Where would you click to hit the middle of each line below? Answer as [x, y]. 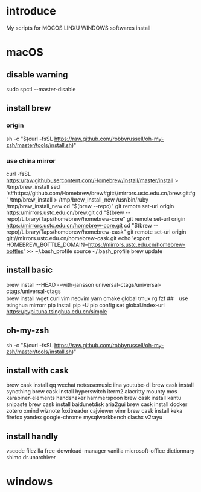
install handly [32, 436]
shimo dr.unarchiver [31, 458]
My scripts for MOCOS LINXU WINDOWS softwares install [78, 28]
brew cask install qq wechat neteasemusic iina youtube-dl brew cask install [100, 385]
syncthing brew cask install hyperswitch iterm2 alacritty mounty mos [92, 392]
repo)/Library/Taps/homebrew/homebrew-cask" [66, 232]
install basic [30, 270]
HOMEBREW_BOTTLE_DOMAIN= [47, 244]
